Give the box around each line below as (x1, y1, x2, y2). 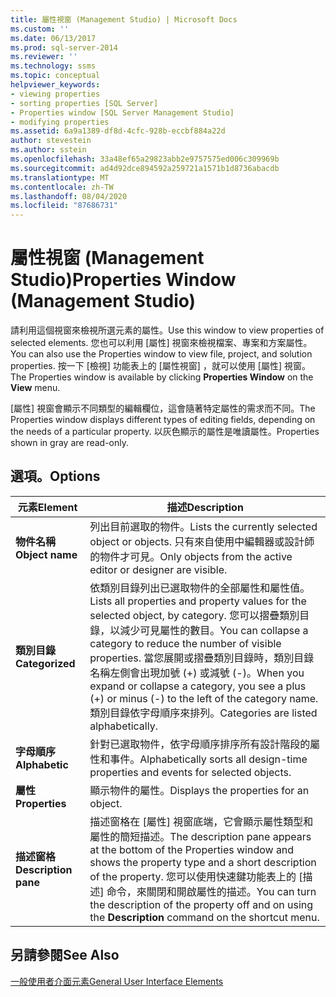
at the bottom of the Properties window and (89, 842, 295, 856)
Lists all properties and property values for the (89, 594, 307, 608)
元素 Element (17, 500, 78, 514)
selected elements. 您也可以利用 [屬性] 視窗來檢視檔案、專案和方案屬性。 (10, 337, 313, 349)
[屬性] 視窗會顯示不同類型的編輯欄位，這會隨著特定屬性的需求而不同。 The (10, 402, 316, 415)
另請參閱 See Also (10, 947, 120, 964)
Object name (15, 547, 78, 561)
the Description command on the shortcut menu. (89, 910, 320, 924)
